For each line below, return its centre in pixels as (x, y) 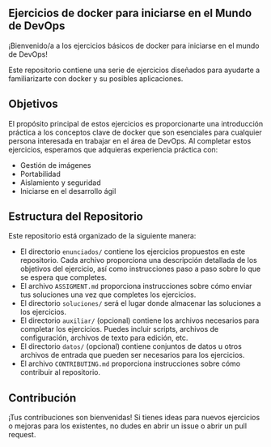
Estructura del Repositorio (76, 217)
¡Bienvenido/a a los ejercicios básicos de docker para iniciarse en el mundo (134, 45)
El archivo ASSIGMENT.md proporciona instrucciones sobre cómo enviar (136, 286)
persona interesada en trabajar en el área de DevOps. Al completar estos (130, 140)
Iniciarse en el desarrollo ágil (68, 191)
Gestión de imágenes (55, 165)
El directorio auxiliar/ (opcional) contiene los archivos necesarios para (140, 320)
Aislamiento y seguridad (60, 183)
